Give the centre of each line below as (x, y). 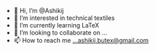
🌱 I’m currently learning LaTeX (56, 25)
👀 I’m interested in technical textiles (64, 18)
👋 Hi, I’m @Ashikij (39, 11)
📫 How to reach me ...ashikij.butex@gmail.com (81, 40)
